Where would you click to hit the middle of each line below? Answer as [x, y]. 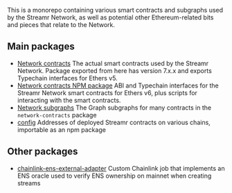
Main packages [41, 47]
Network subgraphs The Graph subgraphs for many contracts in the [114, 108]
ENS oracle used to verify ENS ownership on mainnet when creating [114, 176]
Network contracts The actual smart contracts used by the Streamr [113, 63]
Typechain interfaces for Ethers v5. [67, 78]
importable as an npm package [61, 129]
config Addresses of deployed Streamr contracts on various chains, [114, 122]
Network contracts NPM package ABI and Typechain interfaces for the [118, 85]
